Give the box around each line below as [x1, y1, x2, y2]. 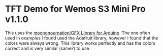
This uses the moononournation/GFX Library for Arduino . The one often [5, 30, 150, 36]
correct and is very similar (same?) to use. [5, 45, 91, 51]
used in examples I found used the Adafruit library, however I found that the [5, 35, 159, 41]
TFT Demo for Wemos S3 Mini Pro [5, 3, 146, 15]
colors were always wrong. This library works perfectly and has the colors [5, 40, 156, 46]
